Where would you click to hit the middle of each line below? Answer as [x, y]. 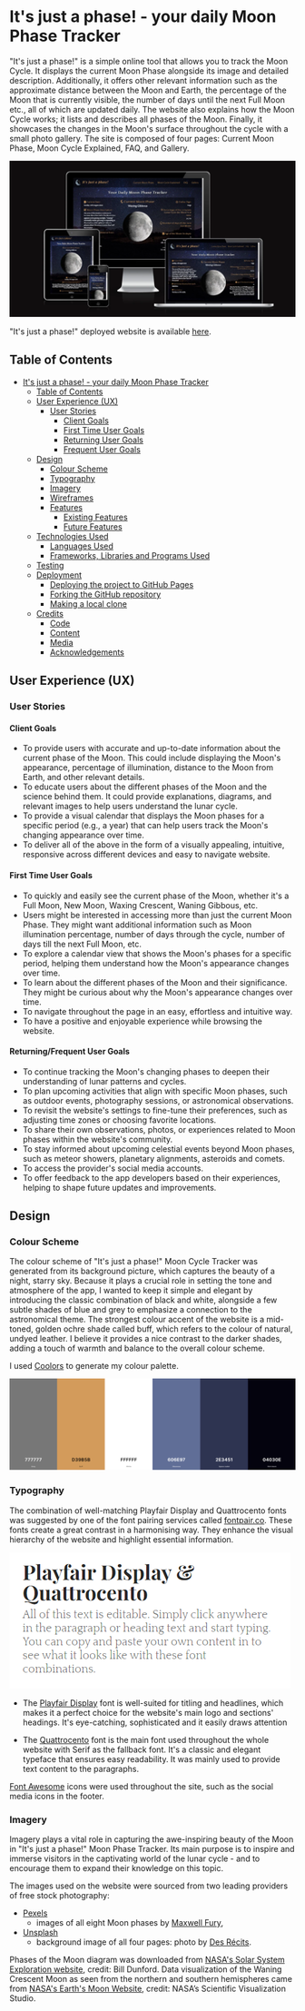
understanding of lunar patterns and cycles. [104, 1081]
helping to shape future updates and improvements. [119, 1187]
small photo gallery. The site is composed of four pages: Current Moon [142, 138]
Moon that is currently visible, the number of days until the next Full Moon [148, 99]
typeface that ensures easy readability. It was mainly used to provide [151, 1758]
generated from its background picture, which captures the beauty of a [142, 1271]
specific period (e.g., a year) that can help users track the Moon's [145, 826]
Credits [49, 613]
